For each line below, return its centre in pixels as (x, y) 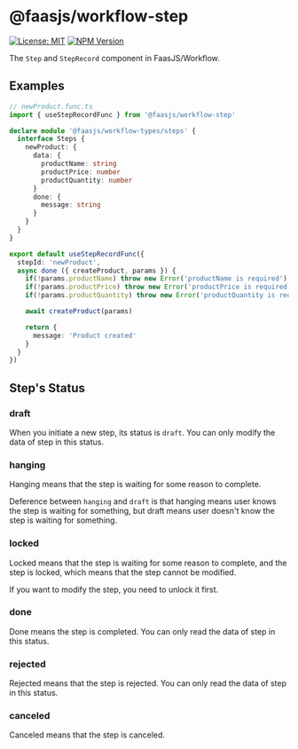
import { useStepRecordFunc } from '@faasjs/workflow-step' (123, 114)
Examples (37, 86)
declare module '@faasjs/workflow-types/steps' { (103, 130)
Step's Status (47, 388)
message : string (71, 205)
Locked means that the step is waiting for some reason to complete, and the (148, 563)
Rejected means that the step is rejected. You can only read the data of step (148, 683)
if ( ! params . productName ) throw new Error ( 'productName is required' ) (157, 279)
